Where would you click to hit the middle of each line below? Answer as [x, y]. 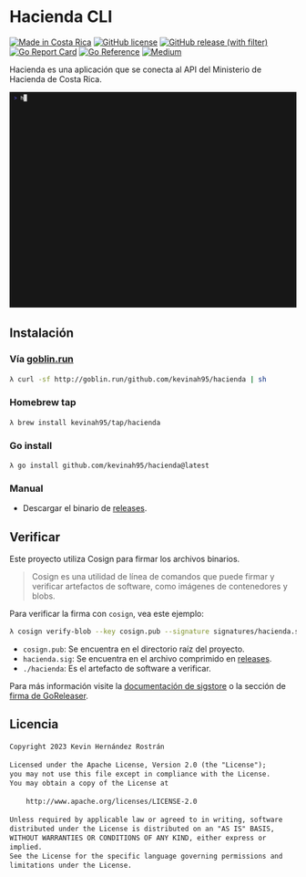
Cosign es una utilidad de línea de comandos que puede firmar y [153, 577]
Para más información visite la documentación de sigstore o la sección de [148, 686]
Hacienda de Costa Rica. [56, 78]
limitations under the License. [71, 865]
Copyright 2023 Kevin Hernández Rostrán [87, 746]
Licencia [34, 724]
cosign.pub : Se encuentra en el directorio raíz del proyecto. [133, 649]
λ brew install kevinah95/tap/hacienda [85, 423]
